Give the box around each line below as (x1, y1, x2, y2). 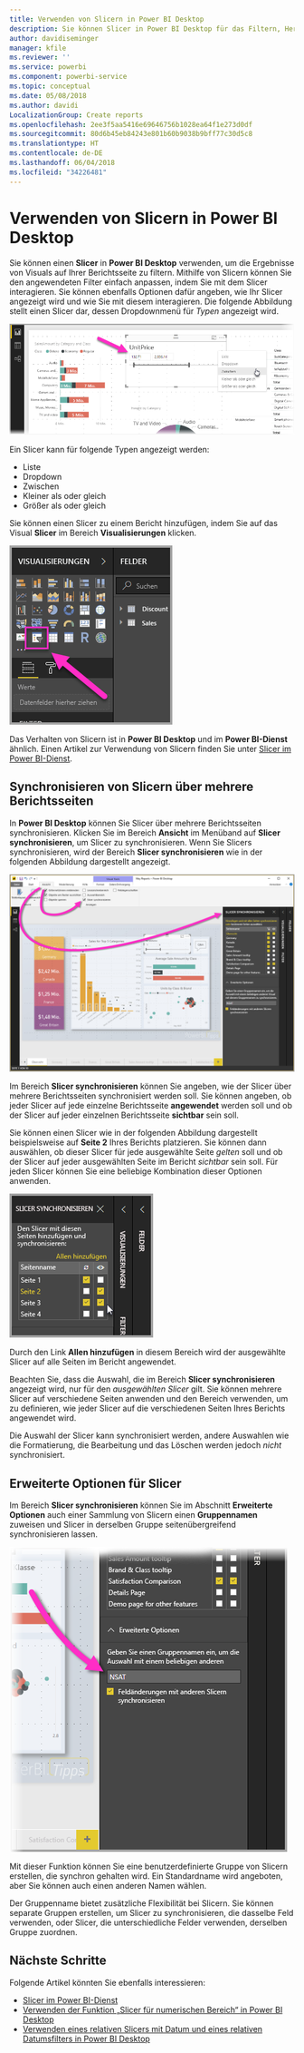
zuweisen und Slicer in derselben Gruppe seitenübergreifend (9, 1520, 237, 1530)
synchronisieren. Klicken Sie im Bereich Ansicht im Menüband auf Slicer (9, 826, 280, 838)
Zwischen (22, 481, 60, 492)
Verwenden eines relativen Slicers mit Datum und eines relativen (22, 2023, 263, 2034)
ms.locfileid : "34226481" (9, 168, 107, 177)
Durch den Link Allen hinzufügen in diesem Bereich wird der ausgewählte (9, 1347, 287, 1358)
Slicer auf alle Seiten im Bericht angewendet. (9, 1356, 176, 1367)
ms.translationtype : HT (9, 139, 100, 149)
